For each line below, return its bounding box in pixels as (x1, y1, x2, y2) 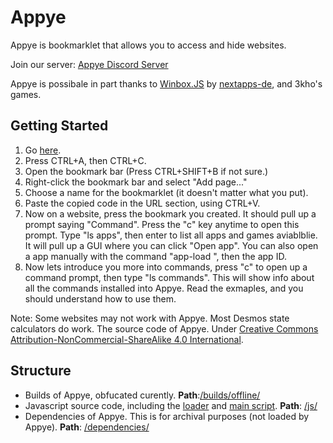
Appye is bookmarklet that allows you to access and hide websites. (10, 39, 287, 51)
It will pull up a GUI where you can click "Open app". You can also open (24, 239, 319, 251)
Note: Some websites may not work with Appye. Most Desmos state (10, 312, 290, 324)
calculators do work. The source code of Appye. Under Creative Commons (10, 322, 319, 335)
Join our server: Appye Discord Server (10, 58, 169, 70)
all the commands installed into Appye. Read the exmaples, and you (24, 282, 304, 294)
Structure (10, 362, 72, 380)
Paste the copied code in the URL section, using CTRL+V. (24, 197, 261, 209)
